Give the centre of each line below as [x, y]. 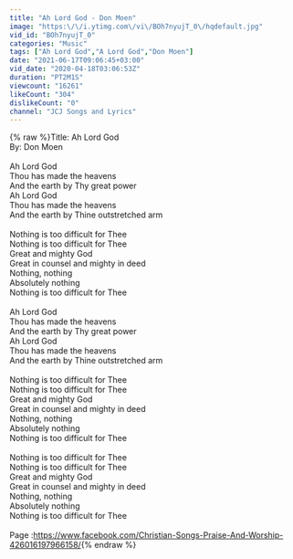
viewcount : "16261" [47, 86]
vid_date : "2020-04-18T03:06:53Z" [75, 69]
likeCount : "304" [42, 94]
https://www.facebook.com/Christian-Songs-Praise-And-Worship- [158, 535]
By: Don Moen [37, 147]
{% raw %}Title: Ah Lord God [64, 137]
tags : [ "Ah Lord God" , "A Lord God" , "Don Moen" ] [102, 52]
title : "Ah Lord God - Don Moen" [73, 18]
